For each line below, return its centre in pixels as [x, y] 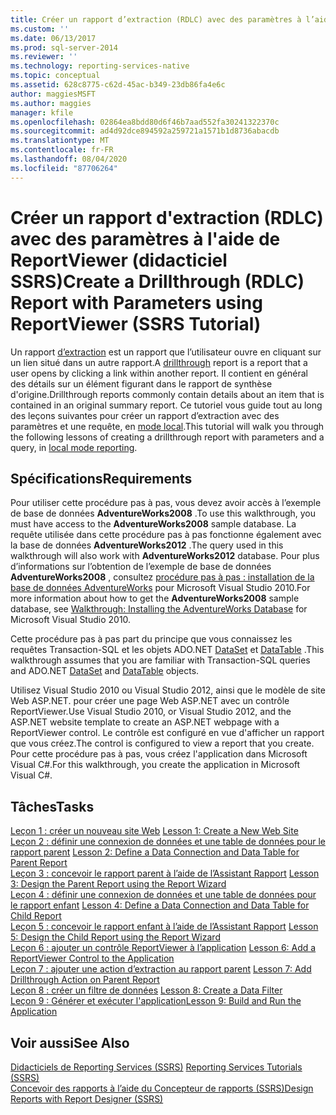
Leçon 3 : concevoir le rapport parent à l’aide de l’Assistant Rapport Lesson [165, 873]
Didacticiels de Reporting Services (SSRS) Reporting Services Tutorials [156, 1067]
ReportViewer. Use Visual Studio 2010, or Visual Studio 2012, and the [151, 712]
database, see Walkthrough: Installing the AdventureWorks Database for [159, 609]
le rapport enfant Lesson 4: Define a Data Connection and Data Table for [160, 905]
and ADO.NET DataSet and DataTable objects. [105, 671]
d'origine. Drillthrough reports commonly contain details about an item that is [167, 394]
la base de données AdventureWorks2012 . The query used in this [147, 545]
